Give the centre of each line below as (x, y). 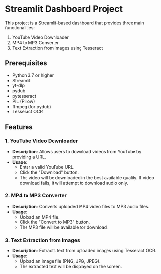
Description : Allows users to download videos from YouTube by (77, 152)
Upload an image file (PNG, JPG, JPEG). (60, 261)
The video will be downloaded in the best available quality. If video (87, 178)
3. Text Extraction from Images (42, 240)
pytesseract (24, 96)
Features (19, 127)
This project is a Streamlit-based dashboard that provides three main (75, 23)
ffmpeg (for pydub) (31, 106)
